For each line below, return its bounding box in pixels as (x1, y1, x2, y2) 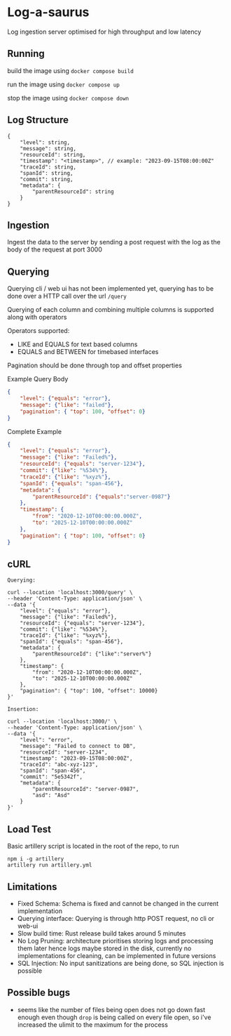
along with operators (7, 313, 67, 322)
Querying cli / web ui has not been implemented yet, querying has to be (7, 284, 214, 293)
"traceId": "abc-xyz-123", (20, 761, 99, 768)
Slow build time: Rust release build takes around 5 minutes (17, 929, 186, 938)
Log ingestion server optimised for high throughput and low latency (7, 27, 202, 36)
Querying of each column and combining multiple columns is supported (7, 306, 214, 314)
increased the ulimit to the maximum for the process (17, 1020, 168, 1029)
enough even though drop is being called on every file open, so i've (17, 1013, 211, 1021)
